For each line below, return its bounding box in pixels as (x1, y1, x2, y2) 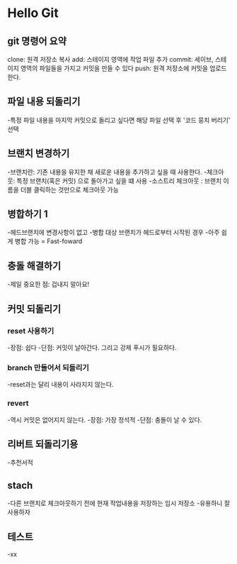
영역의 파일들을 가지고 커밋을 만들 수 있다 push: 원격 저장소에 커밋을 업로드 (20, 64, 227, 72)
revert (7, 399, 29, 409)
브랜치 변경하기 (7, 148, 70, 160)
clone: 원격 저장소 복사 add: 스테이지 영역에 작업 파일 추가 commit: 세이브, (7, 55, 214, 63)
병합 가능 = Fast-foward (14, 237, 83, 245)
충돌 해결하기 (7, 260, 62, 272)
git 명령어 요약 (7, 35, 67, 47)
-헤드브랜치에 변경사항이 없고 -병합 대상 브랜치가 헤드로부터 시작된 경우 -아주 (7, 228, 220, 237)
